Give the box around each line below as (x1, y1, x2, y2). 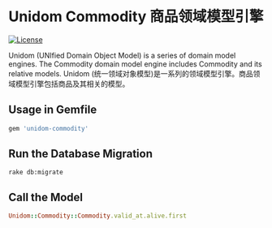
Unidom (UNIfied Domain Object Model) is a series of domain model (8, 50, 236, 60)
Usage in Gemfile (8, 103, 97, 117)
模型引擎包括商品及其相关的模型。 (15, 79, 130, 88)
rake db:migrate (8, 168, 63, 177)
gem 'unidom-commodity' (8, 124, 89, 132)
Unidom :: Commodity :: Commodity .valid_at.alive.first (8, 212, 187, 220)
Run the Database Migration (8, 147, 153, 161)
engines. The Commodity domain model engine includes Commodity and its (8, 58, 262, 69)
